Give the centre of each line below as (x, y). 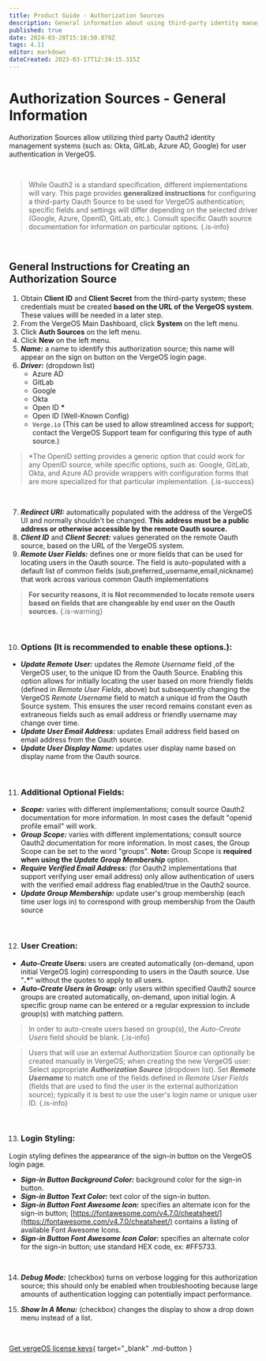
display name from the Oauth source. (81, 756)
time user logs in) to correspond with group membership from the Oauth (138, 902)
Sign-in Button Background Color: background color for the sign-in (131, 1179)
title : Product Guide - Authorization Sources (87, 15)
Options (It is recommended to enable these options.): (126, 647)
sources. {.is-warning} (66, 611)
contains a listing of (206, 1221)
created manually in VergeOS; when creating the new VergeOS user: (139, 1061)
